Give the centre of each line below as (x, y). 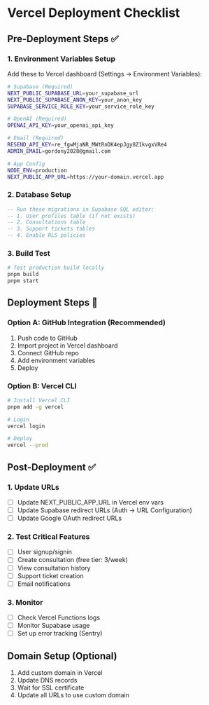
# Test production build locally (56, 268)
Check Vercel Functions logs (58, 617)
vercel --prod (28, 445)
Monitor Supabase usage (53, 626)
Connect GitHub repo (48, 352)
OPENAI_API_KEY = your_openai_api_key (60, 125)
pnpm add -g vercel (36, 407)
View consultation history (54, 568)
